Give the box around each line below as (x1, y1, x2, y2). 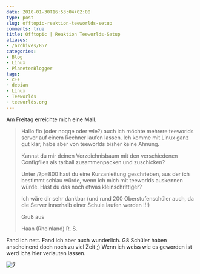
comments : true (6, 25, 45, 32)
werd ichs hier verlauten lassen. (6, 249, 86, 256)
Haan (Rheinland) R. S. (21, 225, 78, 232)
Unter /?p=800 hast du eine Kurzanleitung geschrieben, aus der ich (21, 170, 190, 178)
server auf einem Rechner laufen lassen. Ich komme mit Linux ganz (21, 134, 189, 141)
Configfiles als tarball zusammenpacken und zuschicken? (21, 158, 165, 165)
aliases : (6, 37, 28, 43)
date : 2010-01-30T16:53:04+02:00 (6, 8, 91, 15)
